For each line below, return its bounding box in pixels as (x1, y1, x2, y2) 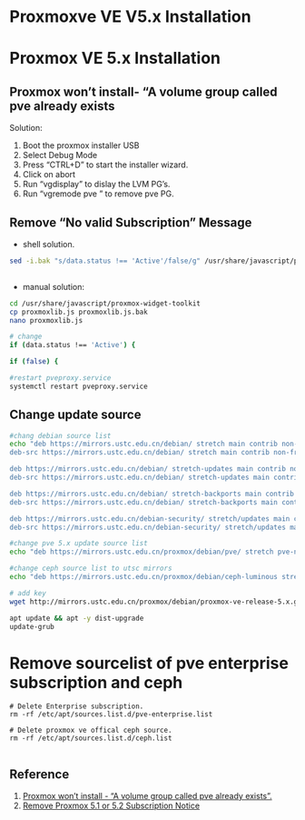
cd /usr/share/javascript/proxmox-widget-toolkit (9, 298, 202, 308)
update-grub (9, 622, 54, 631)
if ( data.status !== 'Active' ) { (9, 341, 136, 350)
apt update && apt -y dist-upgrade (9, 614, 144, 623)
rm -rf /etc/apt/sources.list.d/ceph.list (9, 734, 172, 743)
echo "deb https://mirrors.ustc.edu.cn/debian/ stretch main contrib (9, 439, 279, 449)
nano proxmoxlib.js (9, 315, 84, 325)
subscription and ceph (9, 672, 183, 693)
